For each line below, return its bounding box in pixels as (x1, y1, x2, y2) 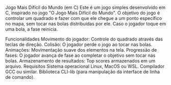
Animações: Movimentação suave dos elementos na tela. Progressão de (5, 47, 157, 53)
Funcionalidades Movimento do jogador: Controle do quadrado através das (5, 36, 163, 42)
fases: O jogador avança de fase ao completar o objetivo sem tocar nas (5, 52, 156, 58)
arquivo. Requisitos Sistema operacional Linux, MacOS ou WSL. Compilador (5, 63, 165, 69)
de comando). (5, 74, 35, 80)
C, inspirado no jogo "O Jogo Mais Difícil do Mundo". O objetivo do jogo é (5, 10, 160, 16)
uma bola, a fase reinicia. (5, 26, 58, 32)
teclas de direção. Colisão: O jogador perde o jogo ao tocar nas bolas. (5, 41, 153, 48)
